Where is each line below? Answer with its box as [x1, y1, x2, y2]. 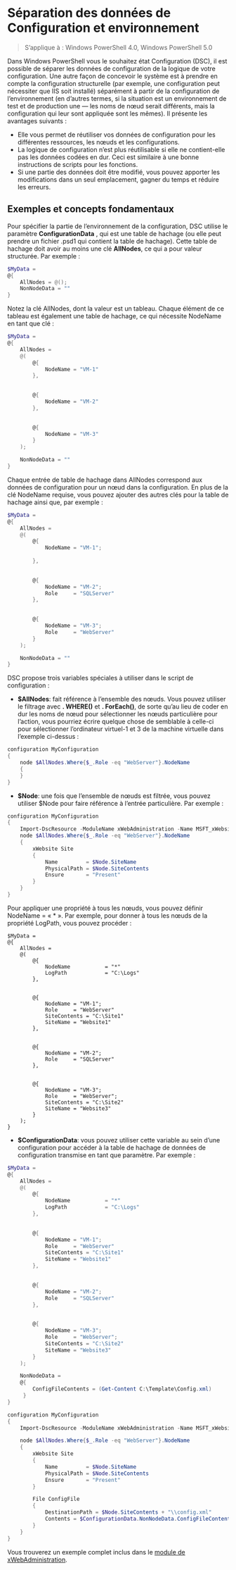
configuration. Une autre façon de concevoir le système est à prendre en [7, 72, 218, 80]
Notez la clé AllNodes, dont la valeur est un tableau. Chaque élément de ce [7, 304, 225, 313]
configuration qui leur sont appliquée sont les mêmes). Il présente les [7, 109, 208, 118]
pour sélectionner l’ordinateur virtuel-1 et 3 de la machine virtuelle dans [17, 725, 224, 733]
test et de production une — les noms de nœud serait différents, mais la [7, 101, 216, 110]
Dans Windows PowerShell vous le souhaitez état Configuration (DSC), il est [7, 56, 228, 65]
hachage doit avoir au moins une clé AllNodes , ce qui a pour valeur [7, 244, 202, 253]
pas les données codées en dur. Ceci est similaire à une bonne [17, 153, 199, 161]
